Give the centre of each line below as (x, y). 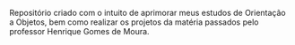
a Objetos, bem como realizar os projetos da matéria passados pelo (134, 22)
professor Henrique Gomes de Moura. (79, 31)
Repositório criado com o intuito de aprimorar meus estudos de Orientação (148, 13)
